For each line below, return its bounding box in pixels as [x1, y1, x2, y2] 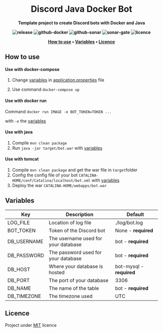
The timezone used [49, 293, 93, 299]
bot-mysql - [114, 263, 144, 270]
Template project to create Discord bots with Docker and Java [17, 20, 146, 26]
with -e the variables [5, 118, 46, 124]
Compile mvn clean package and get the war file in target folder [12, 167, 138, 173]
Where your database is [49, 263, 103, 270]
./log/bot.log [114, 219, 143, 226]
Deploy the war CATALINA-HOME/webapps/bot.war [12, 182, 107, 188]
